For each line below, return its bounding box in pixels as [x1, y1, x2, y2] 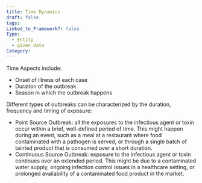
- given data [11, 43, 45, 49]
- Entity [11, 37, 34, 43]
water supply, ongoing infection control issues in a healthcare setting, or [14, 163, 195, 170]
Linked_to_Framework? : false [6, 25, 80, 32]
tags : [6, 20, 20, 26]
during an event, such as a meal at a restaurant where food [14, 131, 162, 138]
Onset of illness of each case [14, 76, 88, 83]
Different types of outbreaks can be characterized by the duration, [6, 101, 171, 108]
